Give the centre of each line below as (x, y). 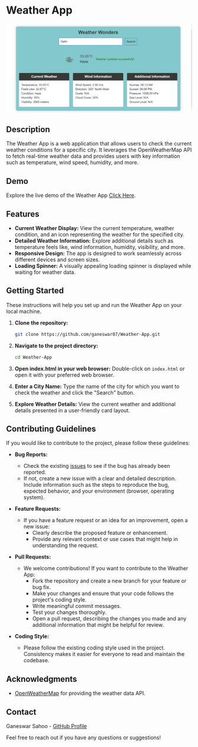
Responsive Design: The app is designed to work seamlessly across (98, 253)
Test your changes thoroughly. (69, 612)
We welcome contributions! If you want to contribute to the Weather (106, 568)
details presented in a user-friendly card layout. (72, 410)
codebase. (36, 661)
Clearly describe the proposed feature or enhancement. (100, 533)
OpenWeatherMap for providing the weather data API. (80, 693)
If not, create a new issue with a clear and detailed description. (100, 478)
